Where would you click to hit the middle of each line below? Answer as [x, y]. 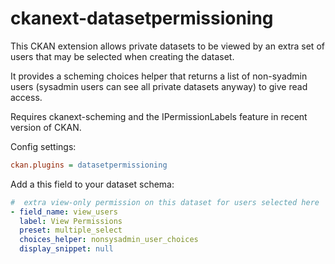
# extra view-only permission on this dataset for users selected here [165, 202]
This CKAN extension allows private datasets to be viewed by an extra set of [167, 46]
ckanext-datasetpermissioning [142, 18]
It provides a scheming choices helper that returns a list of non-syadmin [159, 76]
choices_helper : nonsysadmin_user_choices [109, 240]
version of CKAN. [46, 127]
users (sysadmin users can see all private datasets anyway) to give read [159, 86]
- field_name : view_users [64, 212]
